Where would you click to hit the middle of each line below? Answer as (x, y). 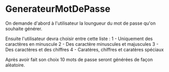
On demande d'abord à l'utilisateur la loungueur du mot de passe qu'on (81, 23)
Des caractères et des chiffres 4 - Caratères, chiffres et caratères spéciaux (84, 49)
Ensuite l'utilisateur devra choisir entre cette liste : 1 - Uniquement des (79, 39)
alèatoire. (15, 65)
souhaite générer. (24, 28)
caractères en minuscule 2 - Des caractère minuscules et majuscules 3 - (82, 44)
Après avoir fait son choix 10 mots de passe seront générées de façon (79, 59)
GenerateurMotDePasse (58, 9)
